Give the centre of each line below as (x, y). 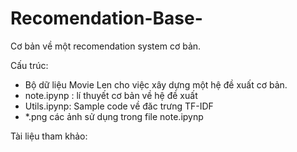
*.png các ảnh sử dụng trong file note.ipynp (114, 116)
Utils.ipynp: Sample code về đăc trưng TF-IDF (119, 106)
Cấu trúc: (29, 65)
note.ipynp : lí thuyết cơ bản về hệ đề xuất (111, 95)
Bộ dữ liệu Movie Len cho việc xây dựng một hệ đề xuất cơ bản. (156, 84)
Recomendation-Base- (106, 18)
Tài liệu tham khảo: (49, 136)
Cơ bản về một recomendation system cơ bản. (106, 46)
